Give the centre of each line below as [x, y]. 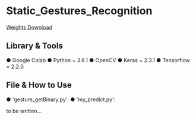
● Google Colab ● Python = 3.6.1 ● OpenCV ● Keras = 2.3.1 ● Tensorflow [98, 60]
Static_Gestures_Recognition [79, 11]
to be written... [24, 111]
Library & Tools [35, 46]
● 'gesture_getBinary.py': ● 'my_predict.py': [61, 99]
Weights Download [29, 27]
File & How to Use [39, 85]
